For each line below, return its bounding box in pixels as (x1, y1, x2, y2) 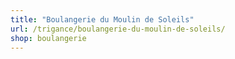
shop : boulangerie (10, 33, 87, 43)
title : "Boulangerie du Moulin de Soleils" (10, 14, 195, 25)
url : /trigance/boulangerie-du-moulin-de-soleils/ (10, 24, 226, 34)
